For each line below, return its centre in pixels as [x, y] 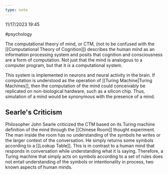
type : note [17, 10]
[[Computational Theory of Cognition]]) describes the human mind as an [80, 49]
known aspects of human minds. [39, 167]
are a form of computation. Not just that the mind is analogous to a [74, 60]
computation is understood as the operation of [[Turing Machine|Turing [79, 80]
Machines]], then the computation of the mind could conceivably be [75, 86]
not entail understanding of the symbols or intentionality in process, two [79, 162]
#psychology [19, 34]
